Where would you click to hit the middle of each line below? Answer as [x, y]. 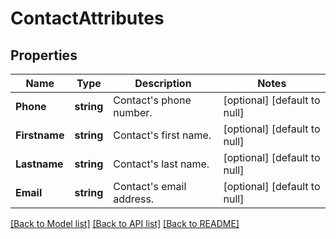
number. [133, 112]
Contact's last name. [161, 164]
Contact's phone [152, 100]
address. [134, 199]
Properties [44, 55]
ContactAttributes [87, 18]
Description [163, 83]
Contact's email [150, 186]
